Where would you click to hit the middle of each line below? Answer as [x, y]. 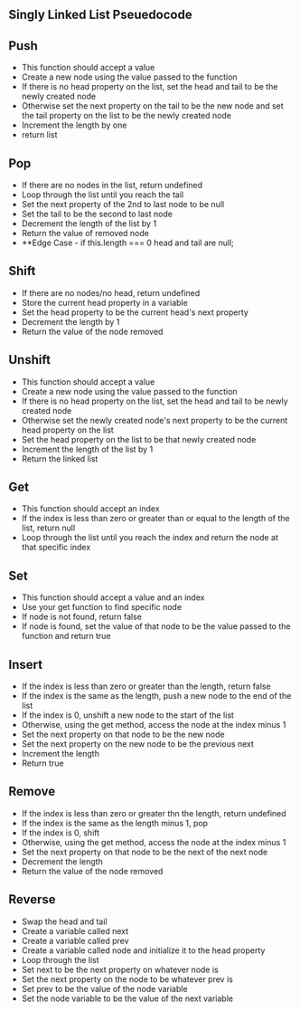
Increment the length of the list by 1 [87, 449]
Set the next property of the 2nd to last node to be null [123, 205]
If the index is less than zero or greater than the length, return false [146, 686]
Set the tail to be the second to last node [97, 214]
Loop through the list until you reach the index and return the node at [150, 538]
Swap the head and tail [64, 921]
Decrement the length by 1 [70, 321]
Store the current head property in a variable [105, 302]
